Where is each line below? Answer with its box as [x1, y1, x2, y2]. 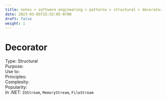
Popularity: [5, 84, 27, 90]
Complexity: [5, 79, 30, 85]
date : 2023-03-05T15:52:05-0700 [5, 12, 72, 17]
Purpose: [5, 63, 24, 69]
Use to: [5, 69, 20, 75]
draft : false [5, 16, 32, 21]
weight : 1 [5, 21, 26, 26]
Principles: [5, 74, 27, 80]
